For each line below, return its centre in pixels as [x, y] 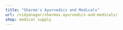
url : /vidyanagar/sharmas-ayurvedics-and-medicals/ [61, 15]
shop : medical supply [28, 19]
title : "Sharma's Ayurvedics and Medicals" [53, 10]
